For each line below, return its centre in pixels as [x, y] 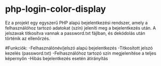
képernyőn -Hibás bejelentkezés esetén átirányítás [57, 58]
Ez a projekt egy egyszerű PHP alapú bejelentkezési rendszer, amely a [76, 23]
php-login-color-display [56, 9]
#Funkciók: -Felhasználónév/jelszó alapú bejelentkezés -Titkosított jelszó [79, 48]
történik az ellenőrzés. [28, 38]
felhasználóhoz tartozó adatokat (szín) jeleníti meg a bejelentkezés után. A [80, 28]
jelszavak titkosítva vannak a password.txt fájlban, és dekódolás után [75, 33]
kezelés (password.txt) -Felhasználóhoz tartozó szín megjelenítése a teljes [81, 53]
